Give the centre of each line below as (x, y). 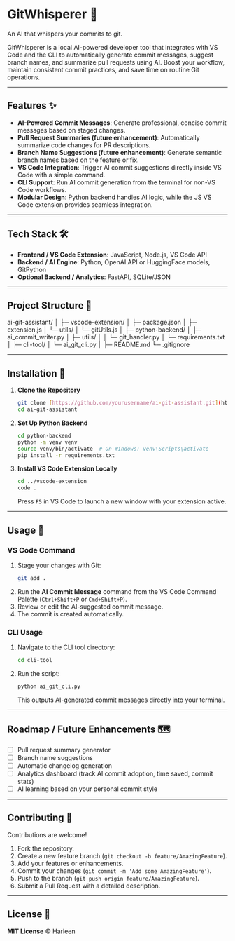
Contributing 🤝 (40, 818)
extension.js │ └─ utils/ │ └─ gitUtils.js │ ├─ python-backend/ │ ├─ (104, 330)
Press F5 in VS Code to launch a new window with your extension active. (122, 501)
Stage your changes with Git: (59, 565)
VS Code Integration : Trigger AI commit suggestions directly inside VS (119, 167)
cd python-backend (44, 435)
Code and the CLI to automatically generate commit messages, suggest (111, 55)
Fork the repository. (46, 848)
